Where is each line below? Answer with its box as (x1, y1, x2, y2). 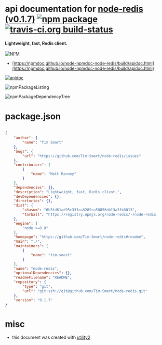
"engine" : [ (13, 221, 38, 226)
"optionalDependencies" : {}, (13, 270, 72, 276)
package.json (5, 110, 61, 122)
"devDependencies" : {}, (13, 194, 62, 199)
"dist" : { (13, 203, 34, 208)
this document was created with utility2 (12, 334, 91, 340)
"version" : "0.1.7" (13, 298, 53, 302)
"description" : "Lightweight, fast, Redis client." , (13, 189, 122, 194)
